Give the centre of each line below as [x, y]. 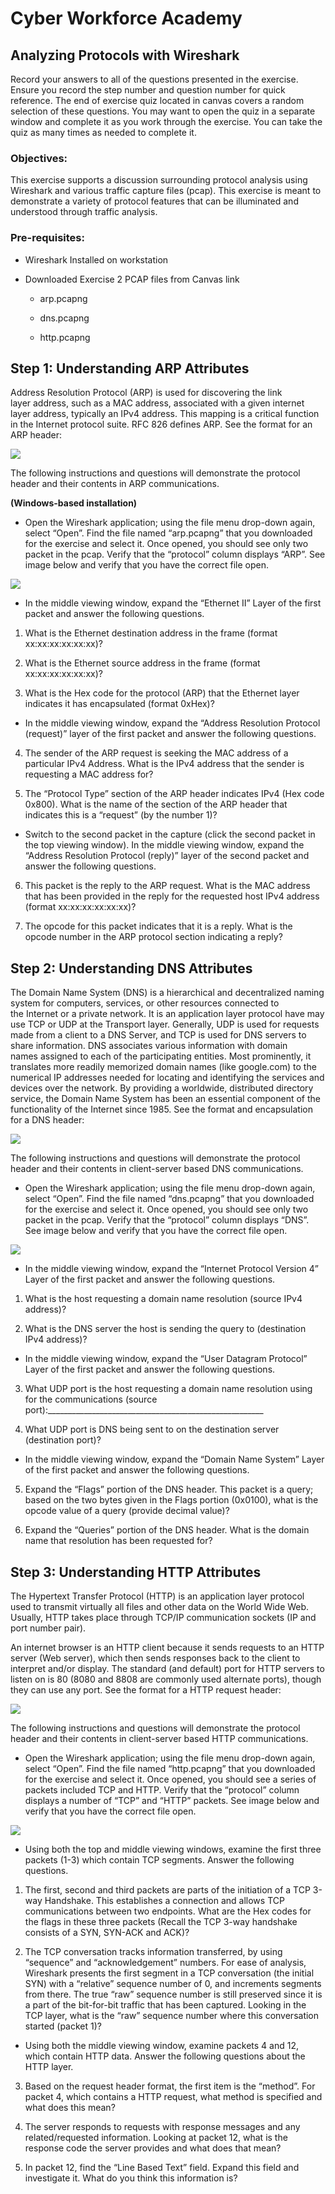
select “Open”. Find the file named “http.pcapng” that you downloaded [170, 1769]
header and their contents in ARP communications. [115, 484]
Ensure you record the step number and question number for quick [148, 90]
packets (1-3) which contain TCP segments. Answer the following [159, 1860]
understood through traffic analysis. [84, 212]
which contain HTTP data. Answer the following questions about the [165, 2056]
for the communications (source [91, 1399]
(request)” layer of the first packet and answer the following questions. [170, 734]
